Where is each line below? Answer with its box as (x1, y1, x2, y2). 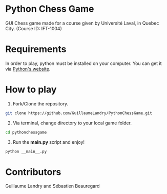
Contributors (5, 166, 61, 178)
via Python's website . (5, 66, 51, 72)
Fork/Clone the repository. (12, 100, 69, 106)
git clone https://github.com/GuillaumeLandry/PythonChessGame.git (5, 111, 153, 116)
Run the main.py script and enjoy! (12, 139, 85, 145)
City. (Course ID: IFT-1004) (5, 25, 62, 31)
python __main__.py (5, 149, 47, 154)
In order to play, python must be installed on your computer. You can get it (5, 60, 162, 67)
